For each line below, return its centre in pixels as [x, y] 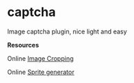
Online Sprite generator [41, 72]
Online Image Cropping [40, 58]
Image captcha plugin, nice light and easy [67, 31]
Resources [23, 45]
